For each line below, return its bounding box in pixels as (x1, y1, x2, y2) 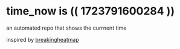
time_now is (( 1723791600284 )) (6, 4, 175, 18)
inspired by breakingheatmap (6, 36, 80, 43)
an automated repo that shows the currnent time (6, 24, 127, 31)
